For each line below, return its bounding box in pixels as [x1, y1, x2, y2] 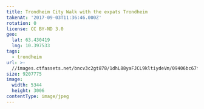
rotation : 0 [6, 20, 36, 26]
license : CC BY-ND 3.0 [6, 25, 64, 32]
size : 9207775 [6, 71, 42, 77]
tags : [6, 48, 20, 54]
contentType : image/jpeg [6, 93, 69, 99]
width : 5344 [12, 82, 42, 88]
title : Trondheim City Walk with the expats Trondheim [6, 8, 148, 15]
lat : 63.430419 [12, 37, 50, 43]
